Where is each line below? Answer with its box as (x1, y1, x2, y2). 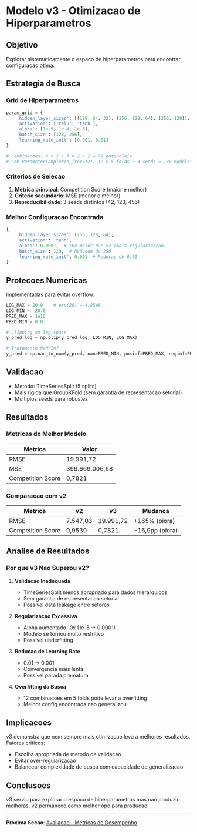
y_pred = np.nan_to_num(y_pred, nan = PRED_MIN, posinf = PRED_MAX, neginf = (6, 351, 188, 357)
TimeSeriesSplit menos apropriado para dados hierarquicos (23, 589, 168, 596)
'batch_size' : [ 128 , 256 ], (16, 132, 83, 137)
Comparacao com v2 (6, 492, 67, 500)
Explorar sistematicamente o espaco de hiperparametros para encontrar (6, 56, 181, 62)
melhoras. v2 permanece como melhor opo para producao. (6, 802, 150, 809)
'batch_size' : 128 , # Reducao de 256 (16, 248, 111, 254)
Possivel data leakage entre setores (23, 601, 110, 608)
